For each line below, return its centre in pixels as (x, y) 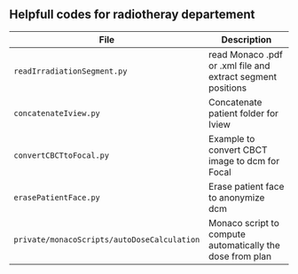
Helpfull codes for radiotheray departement (132, 15)
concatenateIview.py (57, 113)
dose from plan (240, 256)
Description (247, 39)
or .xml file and (239, 66)
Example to (231, 138)
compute (227, 234)
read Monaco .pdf (246, 54)
